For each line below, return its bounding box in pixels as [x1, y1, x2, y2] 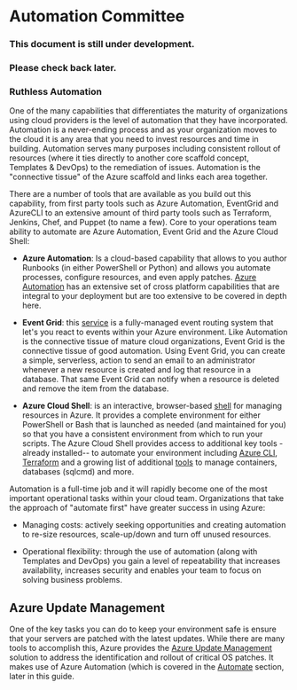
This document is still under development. [9, 38, 195, 51]
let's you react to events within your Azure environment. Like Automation [21, 326, 288, 338]
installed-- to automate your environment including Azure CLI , [51, 448, 277, 459]
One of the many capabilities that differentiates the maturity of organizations [9, 106, 288, 116]
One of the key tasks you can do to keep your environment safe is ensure [9, 623, 277, 635]
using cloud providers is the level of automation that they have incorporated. [9, 115, 288, 126]
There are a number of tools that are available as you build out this [9, 189, 252, 200]
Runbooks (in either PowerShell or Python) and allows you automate [21, 263, 271, 273]
